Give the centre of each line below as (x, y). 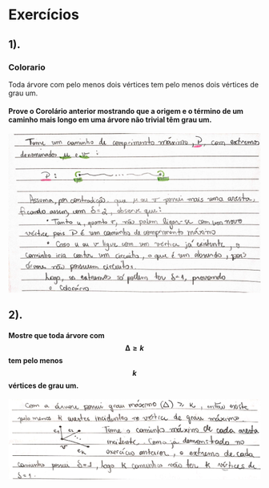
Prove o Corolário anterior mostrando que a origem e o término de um (126, 111)
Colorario (27, 67)
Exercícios (44, 15)
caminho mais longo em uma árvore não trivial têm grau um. (110, 120)
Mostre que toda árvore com (57, 336)
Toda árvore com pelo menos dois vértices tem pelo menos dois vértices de (133, 84)
